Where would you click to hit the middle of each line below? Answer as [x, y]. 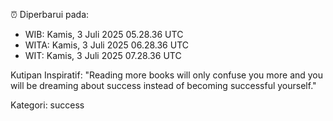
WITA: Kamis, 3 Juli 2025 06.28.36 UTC [106, 45]
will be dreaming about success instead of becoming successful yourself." [163, 85]
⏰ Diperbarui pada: [50, 14]
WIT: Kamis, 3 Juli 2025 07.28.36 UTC [103, 55]
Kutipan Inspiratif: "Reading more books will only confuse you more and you [167, 75]
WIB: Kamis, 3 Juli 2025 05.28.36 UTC [104, 34]
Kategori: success [47, 105]
